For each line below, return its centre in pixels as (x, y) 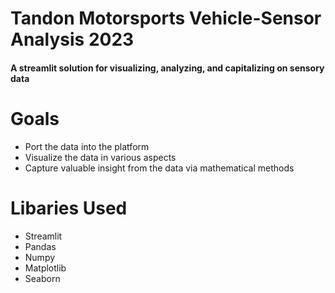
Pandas (40, 246)
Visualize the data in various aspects (100, 157)
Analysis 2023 (72, 39)
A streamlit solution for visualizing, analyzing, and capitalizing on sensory (167, 68)
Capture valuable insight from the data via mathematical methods (159, 168)
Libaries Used (69, 208)
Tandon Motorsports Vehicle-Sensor (166, 18)
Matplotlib (45, 268)
